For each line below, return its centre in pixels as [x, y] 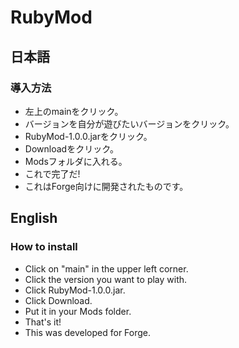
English [34, 218]
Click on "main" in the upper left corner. [106, 268]
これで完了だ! [52, 173]
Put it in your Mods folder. [78, 311]
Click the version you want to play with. [106, 279]
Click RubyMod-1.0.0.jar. [75, 290]
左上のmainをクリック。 [74, 111]
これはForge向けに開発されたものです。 [106, 186]
